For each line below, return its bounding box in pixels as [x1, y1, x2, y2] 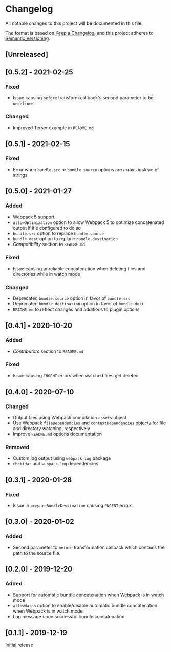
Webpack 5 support [12, 214, 55, 220]
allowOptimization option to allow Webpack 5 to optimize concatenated [12, 219, 164, 226]
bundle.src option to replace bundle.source [12, 230, 104, 236]
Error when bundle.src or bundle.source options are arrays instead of [12, 167, 159, 172]
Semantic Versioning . [5, 35, 50, 42]
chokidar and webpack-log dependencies [12, 461, 99, 467]
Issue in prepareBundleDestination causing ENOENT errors [12, 502, 133, 508]
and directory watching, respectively [12, 425, 91, 431]
